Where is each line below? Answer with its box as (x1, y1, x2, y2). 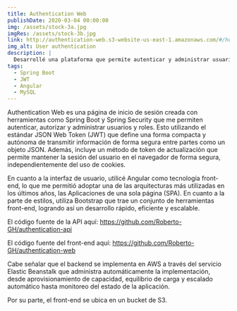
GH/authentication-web (7, 246, 76, 255)
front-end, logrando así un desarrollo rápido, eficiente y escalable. (7, 204, 200, 212)
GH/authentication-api (7, 225, 73, 234)
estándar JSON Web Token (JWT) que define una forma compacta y (7, 131, 207, 139)
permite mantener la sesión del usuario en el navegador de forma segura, (7, 153, 221, 162)
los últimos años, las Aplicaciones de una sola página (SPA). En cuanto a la (7, 189, 225, 198)
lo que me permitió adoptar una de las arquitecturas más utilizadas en (21, 182, 225, 190)
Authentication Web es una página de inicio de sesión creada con (7, 108, 198, 117)
